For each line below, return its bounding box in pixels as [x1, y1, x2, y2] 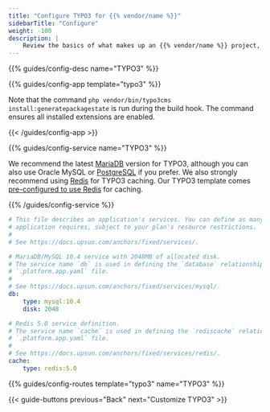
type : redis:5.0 [22, 364, 78, 373]
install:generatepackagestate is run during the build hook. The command [8, 104, 255, 113]
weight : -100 [8, 27, 52, 35]
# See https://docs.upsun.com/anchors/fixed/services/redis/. [8, 349, 221, 358]
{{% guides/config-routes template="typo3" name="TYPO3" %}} [8, 379, 225, 389]
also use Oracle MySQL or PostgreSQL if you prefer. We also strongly [8, 167, 238, 177]
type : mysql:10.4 [22, 297, 81, 306]
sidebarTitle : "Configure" [8, 19, 99, 27]
